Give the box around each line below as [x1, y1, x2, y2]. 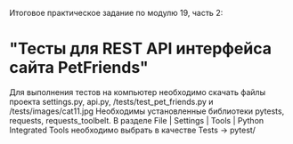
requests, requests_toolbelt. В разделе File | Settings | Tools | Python [9, 115, 265, 125]
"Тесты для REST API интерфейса [9, 39, 272, 59]
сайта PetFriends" [9, 58, 149, 78]
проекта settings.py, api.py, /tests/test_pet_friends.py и [9, 96, 214, 107]
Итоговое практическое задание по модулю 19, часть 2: [9, 8, 224, 18]
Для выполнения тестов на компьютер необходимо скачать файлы [9, 86, 265, 97]
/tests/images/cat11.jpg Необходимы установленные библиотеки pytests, [9, 106, 285, 116]
